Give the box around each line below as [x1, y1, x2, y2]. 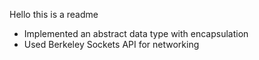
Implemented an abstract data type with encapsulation [23, 28, 249, 39]
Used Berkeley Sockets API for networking [23, 39, 200, 50]
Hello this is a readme [9, 9, 99, 20]
